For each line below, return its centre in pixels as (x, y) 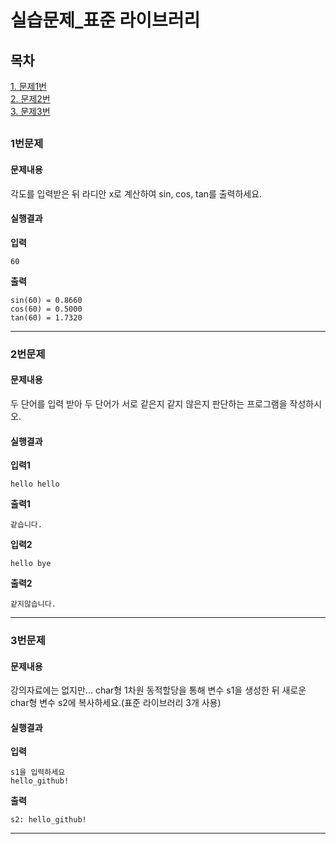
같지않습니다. (33, 604)
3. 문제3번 (30, 111)
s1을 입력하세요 (38, 772)
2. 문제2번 (30, 99)
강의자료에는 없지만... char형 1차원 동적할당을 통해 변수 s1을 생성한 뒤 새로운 (158, 690)
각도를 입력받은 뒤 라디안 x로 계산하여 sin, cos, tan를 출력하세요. (136, 193)
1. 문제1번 (28, 86)
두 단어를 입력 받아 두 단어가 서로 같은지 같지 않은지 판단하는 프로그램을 (149, 403)
